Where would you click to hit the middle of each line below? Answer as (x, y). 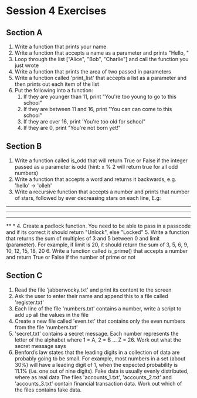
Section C (24, 275)
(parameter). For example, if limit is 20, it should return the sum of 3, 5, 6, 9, (97, 245)
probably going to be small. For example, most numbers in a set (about (100, 358)
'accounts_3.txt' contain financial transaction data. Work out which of (98, 383)
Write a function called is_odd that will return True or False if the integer (101, 160)
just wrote (27, 65)
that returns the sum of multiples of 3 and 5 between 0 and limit (83, 238)
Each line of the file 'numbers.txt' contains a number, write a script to (98, 308)
